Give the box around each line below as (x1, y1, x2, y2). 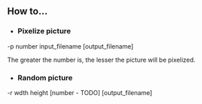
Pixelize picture (17, 26, 71, 36)
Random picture (17, 73, 73, 83)
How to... (7, 6, 48, 17)
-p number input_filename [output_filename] (7, 42, 134, 51)
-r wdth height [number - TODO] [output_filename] (7, 88, 153, 96)
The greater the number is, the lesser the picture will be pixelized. (7, 55, 196, 64)
